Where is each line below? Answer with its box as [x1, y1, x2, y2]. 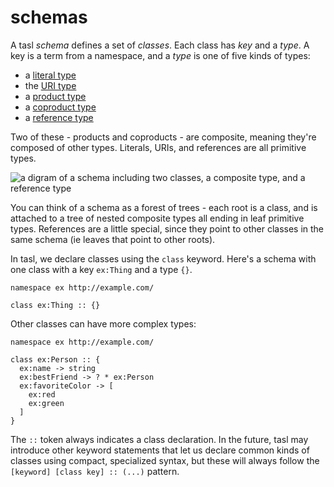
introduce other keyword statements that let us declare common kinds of [10, 444, 310, 456]
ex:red [28, 389, 56, 400]
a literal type [24, 69, 77, 81]
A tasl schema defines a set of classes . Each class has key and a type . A [10, 39, 310, 51]
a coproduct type [24, 101, 97, 113]
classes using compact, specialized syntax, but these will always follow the [10, 454, 320, 466]
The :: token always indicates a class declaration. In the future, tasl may [10, 433, 309, 445]
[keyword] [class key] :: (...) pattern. [10, 465, 180, 477]
